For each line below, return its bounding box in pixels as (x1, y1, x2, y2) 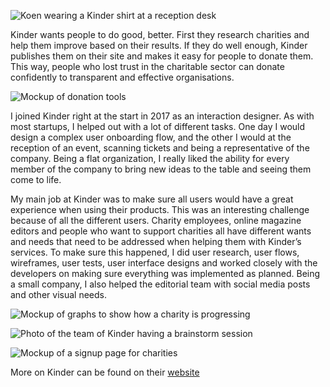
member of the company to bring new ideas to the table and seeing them (10, 163, 312, 175)
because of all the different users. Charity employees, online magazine (10, 215, 302, 226)
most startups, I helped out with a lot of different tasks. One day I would (10, 121, 306, 132)
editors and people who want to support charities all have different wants (10, 225, 312, 237)
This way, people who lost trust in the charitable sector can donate (10, 61, 285, 72)
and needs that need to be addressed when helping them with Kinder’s (10, 236, 302, 247)
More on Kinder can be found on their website (10, 366, 200, 378)
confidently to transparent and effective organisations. (10, 71, 235, 83)
